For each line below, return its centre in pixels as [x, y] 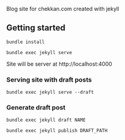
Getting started [36, 28]
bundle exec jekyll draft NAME [46, 120]
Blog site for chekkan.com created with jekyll [63, 9]
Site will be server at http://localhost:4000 [59, 64]
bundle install [26, 42]
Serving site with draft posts [49, 80]
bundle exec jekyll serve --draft [50, 93]
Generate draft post [36, 108]
